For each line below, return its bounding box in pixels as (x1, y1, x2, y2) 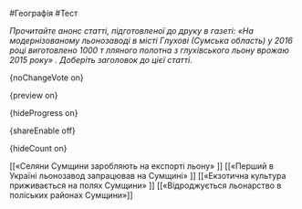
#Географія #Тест (9, 8, 78, 18)
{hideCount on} (9, 143, 68, 153)
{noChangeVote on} (9, 72, 84, 83)
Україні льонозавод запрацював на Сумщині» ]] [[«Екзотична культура (9, 171, 286, 181)
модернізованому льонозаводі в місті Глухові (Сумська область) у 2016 (9, 36, 294, 46)
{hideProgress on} (9, 108, 78, 118)
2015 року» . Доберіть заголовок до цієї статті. (9, 55, 193, 65)
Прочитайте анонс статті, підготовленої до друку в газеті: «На (9, 26, 254, 36)
